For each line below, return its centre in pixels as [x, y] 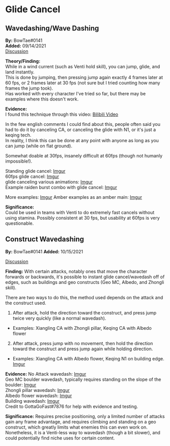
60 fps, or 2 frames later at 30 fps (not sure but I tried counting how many [83, 83]
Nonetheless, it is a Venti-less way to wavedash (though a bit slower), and [83, 432]
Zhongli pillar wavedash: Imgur [37, 390]
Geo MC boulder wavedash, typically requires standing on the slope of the [83, 379]
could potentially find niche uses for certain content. [60, 438]
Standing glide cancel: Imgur [35, 171]
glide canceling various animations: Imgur [49, 182]
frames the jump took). [29, 88]
